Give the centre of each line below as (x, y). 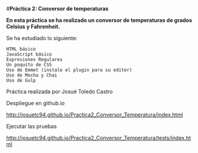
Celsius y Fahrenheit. (33, 27)
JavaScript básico (29, 54)
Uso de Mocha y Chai (32, 75)
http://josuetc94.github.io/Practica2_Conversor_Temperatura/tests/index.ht (99, 138)
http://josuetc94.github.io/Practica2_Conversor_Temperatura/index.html (95, 115)
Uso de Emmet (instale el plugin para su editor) (69, 70)
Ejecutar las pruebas (31, 126)
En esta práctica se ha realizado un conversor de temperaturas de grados (99, 20)
